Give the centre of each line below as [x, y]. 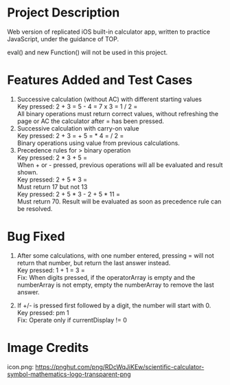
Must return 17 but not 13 [52, 186]
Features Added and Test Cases [100, 80]
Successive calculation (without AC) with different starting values [110, 99]
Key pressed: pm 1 [43, 312]
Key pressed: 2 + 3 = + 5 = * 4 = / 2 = [70, 135]
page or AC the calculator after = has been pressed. [91, 121]
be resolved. [35, 208]
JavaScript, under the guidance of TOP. [63, 38]
